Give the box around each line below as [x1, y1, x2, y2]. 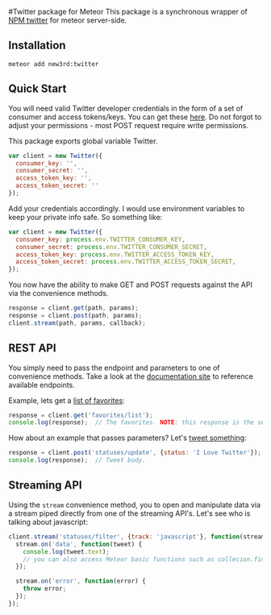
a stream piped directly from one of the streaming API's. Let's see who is [8, 508, 251, 518]
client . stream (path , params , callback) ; [8, 318, 147, 327]
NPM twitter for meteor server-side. [8, 15, 127, 25]
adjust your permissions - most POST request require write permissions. [8, 120, 248, 130]
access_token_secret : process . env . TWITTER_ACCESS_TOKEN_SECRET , [15, 258, 236, 266]
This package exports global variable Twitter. [8, 136, 158, 146]
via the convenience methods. [8, 289, 109, 298]
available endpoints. [8, 380, 75, 389]
